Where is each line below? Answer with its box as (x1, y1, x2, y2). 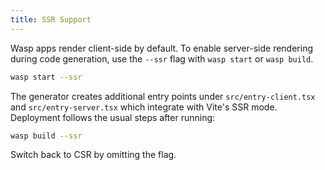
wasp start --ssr (10, 72, 83, 82)
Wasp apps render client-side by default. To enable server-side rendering (10, 42, 313, 54)
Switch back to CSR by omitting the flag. (10, 149, 177, 161)
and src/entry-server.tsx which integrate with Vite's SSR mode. (10, 101, 278, 113)
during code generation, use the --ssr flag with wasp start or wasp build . (10, 52, 314, 65)
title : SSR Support (10, 14, 92, 25)
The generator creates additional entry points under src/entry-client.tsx (10, 90, 316, 102)
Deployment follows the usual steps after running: (10, 111, 216, 123)
